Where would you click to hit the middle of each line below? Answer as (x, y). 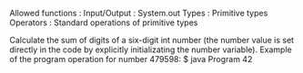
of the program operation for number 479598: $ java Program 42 (131, 59)
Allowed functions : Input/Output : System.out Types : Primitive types (139, 13)
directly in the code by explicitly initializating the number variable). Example (151, 50)
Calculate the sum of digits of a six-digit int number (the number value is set (151, 40)
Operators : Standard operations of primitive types (104, 23)
